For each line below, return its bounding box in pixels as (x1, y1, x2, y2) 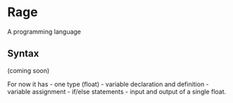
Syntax (7, 48, 39, 60)
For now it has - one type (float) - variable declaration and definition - (7, 80, 209, 88)
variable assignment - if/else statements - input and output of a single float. (7, 87, 227, 95)
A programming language (7, 27, 82, 36)
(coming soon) (7, 66, 50, 74)
